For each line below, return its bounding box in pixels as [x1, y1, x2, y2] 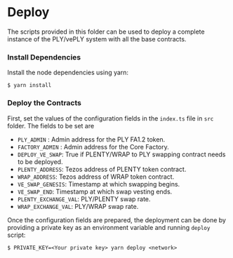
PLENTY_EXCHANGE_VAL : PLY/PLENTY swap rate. [17, 194, 151, 203]
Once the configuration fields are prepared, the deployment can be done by [7, 215, 227, 224]
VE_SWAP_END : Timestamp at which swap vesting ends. [17, 187, 173, 196]
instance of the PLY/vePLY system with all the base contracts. [7, 34, 187, 43]
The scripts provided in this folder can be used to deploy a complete [7, 27, 205, 36]
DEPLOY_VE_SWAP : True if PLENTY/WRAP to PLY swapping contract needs [17, 150, 226, 158]
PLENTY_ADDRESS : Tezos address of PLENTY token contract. [17, 165, 187, 173]
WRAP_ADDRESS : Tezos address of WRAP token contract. [17, 172, 175, 181]
